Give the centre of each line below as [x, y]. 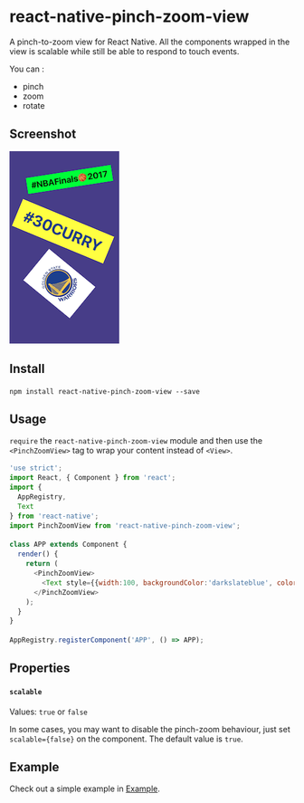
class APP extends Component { [68, 545]
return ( [42, 564]
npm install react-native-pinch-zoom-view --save [105, 391]
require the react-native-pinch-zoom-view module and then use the [136, 441]
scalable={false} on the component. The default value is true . [127, 739]
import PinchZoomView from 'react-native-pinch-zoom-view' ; [125, 526]
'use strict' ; [36, 468]
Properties [40, 669]
